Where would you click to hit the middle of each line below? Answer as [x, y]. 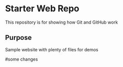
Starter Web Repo [42, 9]
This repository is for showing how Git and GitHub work [61, 22]
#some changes [21, 59]
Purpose [19, 38]
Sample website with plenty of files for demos [52, 49]
